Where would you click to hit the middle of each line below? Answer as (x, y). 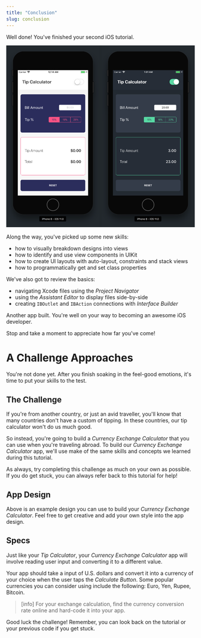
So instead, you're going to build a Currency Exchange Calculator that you (98, 439)
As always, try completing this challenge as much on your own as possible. (99, 469)
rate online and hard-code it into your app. (73, 610)
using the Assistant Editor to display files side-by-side (81, 297)
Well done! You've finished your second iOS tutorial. (70, 37)
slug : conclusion (28, 19)
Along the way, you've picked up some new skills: (67, 237)
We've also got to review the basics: (51, 279)
